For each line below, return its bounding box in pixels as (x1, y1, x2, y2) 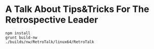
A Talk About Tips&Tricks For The (5, 3, 149, 15)
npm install (5, 30, 30, 35)
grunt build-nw (5, 35, 38, 40)
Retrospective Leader (5, 14, 98, 25)
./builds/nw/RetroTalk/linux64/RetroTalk (5, 39, 95, 44)
